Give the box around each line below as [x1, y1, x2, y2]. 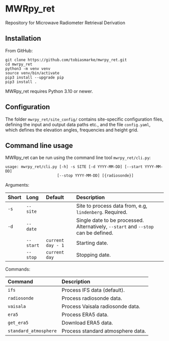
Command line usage [5, 141, 73, 150]
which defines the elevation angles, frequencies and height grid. [5, 127, 139, 133]
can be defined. [76, 229, 114, 236]
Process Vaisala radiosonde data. [61, 303, 140, 310]
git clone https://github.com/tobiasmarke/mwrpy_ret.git [5, 57, 127, 62]
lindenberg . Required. [76, 209, 128, 216]
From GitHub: [5, 47, 33, 53]
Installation [5, 34, 41, 43]
